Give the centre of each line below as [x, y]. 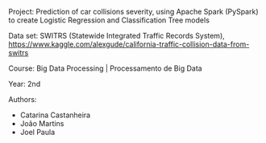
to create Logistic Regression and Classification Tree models [109, 20]
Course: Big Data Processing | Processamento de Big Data [106, 68]
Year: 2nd [25, 84]
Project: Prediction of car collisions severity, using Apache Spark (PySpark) [133, 12]
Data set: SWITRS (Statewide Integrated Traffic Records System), [117, 36]
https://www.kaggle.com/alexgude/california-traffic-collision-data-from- [129, 44]
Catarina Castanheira [55, 115]
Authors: [23, 99]
